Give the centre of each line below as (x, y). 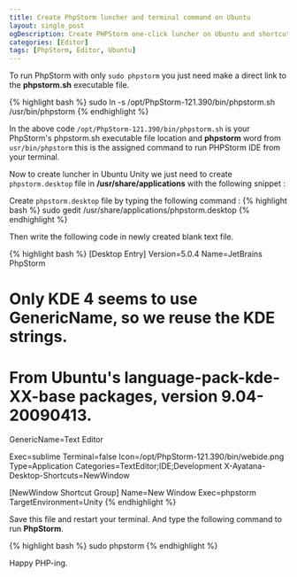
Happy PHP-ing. (38, 563)
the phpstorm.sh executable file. (69, 85)
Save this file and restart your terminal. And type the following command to (146, 519)
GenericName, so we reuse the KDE (142, 318)
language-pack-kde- (202, 377)
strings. (38, 337)
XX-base (42, 396)
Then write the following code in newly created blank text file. (122, 237)
